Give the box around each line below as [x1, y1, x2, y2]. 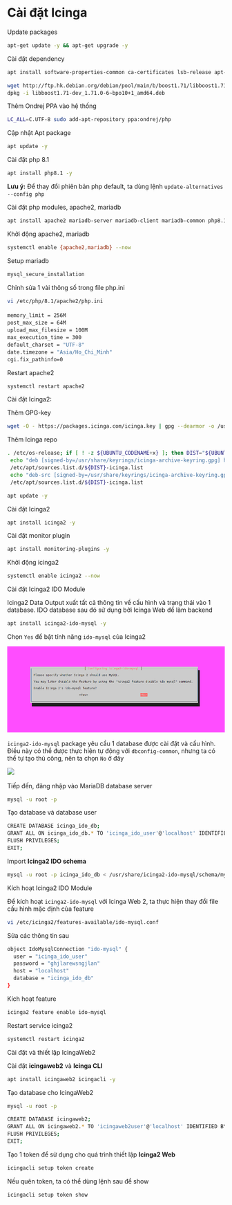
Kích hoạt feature [7, 995, 57, 1003]
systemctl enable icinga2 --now [7, 572, 100, 579]
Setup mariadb [7, 256, 50, 264]
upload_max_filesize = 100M [7, 327, 88, 334]
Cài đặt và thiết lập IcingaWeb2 [7, 1048, 96, 1056]
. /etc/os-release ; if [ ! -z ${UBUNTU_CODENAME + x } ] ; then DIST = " [7, 450, 206, 457]
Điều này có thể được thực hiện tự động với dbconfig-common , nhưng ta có [7, 746, 216, 755]
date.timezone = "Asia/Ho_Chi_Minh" [7, 348, 113, 356]
